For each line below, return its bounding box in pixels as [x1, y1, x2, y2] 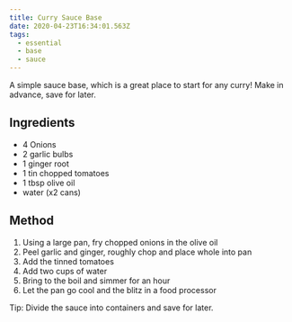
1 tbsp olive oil [22, 177, 75, 188]
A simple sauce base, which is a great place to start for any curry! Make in [9, 80, 285, 90]
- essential [17, 38, 63, 48]
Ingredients [9, 115, 75, 130]
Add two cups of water [22, 265, 108, 276]
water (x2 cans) [22, 186, 81, 198]
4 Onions [22, 139, 57, 149]
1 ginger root [22, 158, 70, 169]
